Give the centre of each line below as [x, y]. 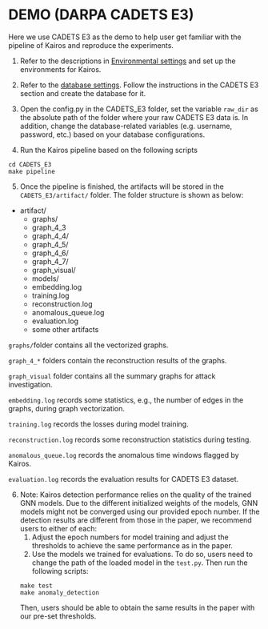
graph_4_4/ [50, 236]
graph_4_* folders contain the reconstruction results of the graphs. [118, 360]
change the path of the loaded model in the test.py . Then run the [140, 563]
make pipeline [32, 171]
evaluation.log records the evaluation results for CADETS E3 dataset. [124, 479]
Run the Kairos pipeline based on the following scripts [109, 150]
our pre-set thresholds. [58, 616]
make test [36, 586]
